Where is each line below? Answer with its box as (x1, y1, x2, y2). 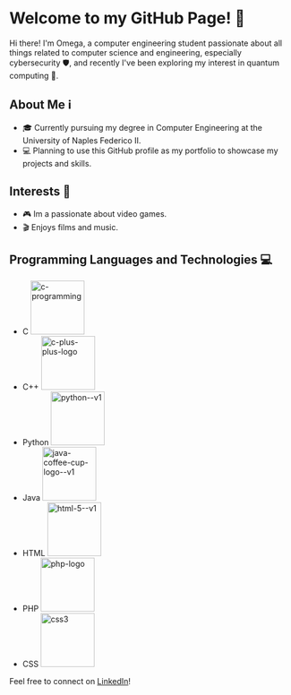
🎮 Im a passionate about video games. (21, 208, 167, 219)
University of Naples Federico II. (21, 134, 141, 146)
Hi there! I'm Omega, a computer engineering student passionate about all (9, 38, 283, 48)
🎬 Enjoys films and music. (21, 221, 119, 232)
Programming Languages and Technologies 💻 (9, 252, 273, 267)
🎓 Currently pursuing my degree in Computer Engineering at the (21, 122, 262, 133)
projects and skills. (21, 158, 92, 168)
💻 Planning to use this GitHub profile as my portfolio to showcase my (21, 145, 279, 156)
